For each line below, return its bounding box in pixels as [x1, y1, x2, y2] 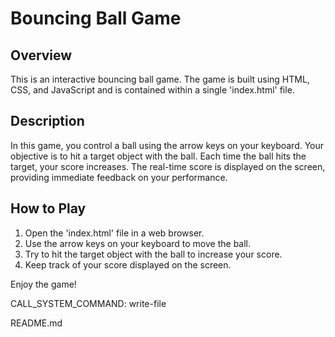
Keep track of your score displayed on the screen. [24, 258, 232, 271]
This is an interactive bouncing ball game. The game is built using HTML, [10, 73, 310, 85]
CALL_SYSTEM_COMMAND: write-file [10, 297, 167, 309]
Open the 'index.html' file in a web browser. [24, 227, 205, 239]
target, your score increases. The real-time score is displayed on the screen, [10, 160, 326, 172]
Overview [10, 47, 73, 64]
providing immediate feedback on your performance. [10, 171, 228, 183]
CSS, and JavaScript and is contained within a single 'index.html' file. [10, 84, 295, 96]
